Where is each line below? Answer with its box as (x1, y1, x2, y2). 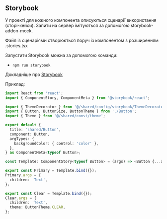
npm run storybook (12, 63, 51, 68)
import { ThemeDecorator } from (5, 104, 72, 109)
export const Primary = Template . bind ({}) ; (5, 168, 97, 173)
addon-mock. (5, 27, 33, 34)
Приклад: (5, 81, 25, 87)
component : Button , (9, 132, 50, 137)
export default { (5, 123, 41, 128)
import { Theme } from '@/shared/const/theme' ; (5, 114, 106, 119)
